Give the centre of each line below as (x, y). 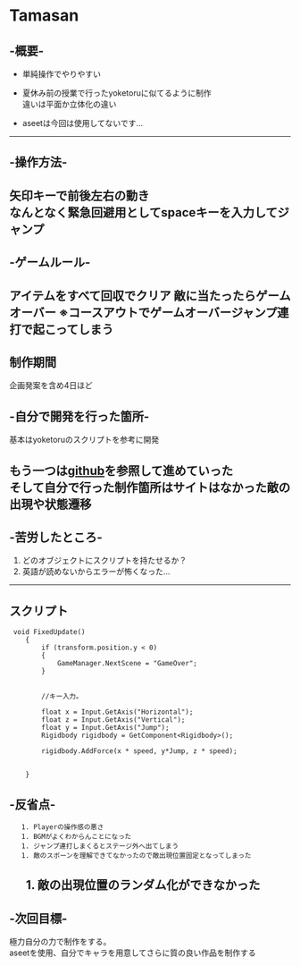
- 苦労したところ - (56, 537)
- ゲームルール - (50, 263)
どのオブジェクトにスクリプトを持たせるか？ (104, 561)
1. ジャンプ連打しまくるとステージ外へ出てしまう (100, 846)
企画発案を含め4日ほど (51, 386)
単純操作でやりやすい (61, 74)
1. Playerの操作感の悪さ (62, 827)
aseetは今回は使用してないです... (83, 123)
